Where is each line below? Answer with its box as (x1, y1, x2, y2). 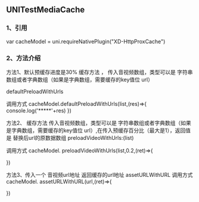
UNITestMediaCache (6, 5, 85, 15)
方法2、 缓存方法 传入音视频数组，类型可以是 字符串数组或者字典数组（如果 (6, 119, 192, 126)
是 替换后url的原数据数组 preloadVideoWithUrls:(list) (6, 134, 134, 141)
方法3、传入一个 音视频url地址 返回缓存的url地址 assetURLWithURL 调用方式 (6, 171, 193, 178)
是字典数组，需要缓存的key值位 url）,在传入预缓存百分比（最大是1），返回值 (6, 127, 191, 134)
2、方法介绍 (6, 54, 41, 62)
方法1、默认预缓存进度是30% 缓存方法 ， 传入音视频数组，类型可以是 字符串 (6, 68, 193, 75)
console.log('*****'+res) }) (6, 107, 71, 114)
